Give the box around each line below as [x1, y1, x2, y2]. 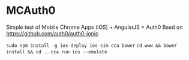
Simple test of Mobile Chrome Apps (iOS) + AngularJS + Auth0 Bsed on [6, 23, 183, 31]
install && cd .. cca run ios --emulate [6, 49, 107, 55]
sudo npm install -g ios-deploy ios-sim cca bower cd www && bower [6, 43, 177, 49]
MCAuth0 [6, 4, 56, 17]
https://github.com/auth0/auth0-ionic [6, 29, 99, 37]
